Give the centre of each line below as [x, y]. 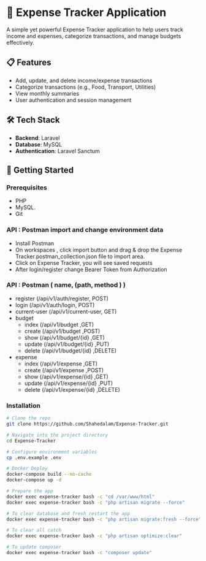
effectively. [21, 42]
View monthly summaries [47, 93]
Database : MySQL [39, 144]
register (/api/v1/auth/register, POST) [62, 298]
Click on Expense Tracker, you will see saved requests [84, 262]
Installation [24, 405]
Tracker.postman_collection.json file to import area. [80, 256]
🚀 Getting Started [40, 170]
